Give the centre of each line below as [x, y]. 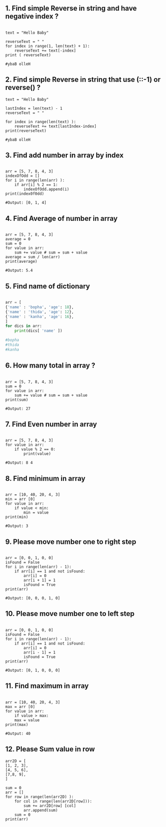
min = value [36, 513]
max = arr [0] [20, 707]
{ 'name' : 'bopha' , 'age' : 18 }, [39, 307]
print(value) [37, 454]
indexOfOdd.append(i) [47, 189]
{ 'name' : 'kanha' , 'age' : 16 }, [39, 316]
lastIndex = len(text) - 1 [34, 108]
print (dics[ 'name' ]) [38, 331]
